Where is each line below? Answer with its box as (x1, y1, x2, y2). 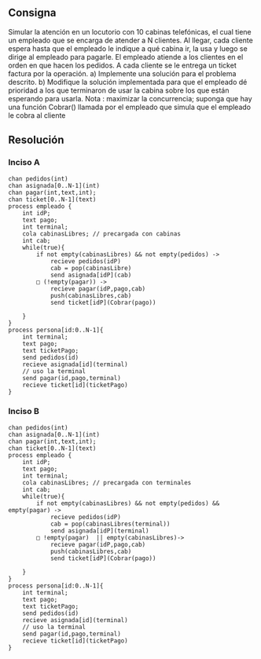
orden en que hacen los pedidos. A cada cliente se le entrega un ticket (8, 60, 237, 70)
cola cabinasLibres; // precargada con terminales (22, 478, 192, 486)
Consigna (8, 6, 57, 20)
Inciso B (8, 406, 39, 417)
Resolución (8, 134, 64, 147)
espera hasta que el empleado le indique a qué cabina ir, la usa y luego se (8, 43, 248, 53)
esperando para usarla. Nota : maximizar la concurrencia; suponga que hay (8, 93, 252, 103)
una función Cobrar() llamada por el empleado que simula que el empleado (8, 102, 252, 112)
